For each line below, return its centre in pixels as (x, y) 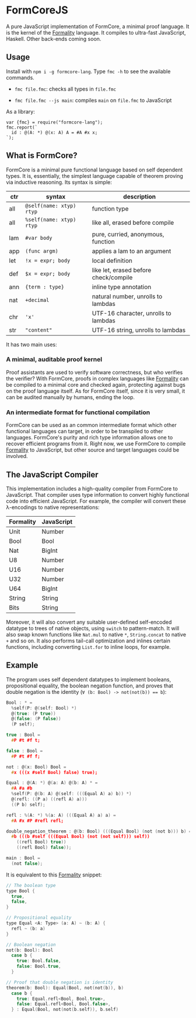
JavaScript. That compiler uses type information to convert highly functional (98, 494)
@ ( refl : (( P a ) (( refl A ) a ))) (49, 799)
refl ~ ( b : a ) (28, 928)
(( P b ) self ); (28, 804)
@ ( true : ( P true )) (34, 713)
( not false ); (27, 864)
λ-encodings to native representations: (53, 507)
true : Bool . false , (39, 961)
